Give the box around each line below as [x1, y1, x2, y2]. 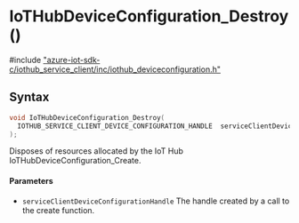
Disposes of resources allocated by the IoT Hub [9, 146, 184, 156]
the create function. [21, 204, 95, 215]
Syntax [9, 90, 50, 105]
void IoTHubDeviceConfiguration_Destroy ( [9, 113, 166, 122]
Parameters [9, 175, 53, 186]
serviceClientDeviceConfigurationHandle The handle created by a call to [21, 195, 290, 206]
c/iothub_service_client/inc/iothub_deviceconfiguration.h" [9, 64, 221, 75]
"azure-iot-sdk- [43, 54, 101, 65]
